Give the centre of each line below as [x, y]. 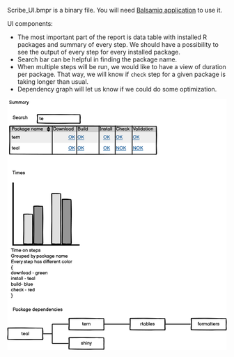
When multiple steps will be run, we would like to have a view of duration [122, 67]
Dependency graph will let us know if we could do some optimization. [117, 89]
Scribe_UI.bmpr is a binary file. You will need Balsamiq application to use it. [115, 10]
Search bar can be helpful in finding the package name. [97, 59]
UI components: [30, 23]
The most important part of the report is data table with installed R [112, 37]
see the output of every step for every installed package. [99, 52]
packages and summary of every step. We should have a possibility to [118, 44]
